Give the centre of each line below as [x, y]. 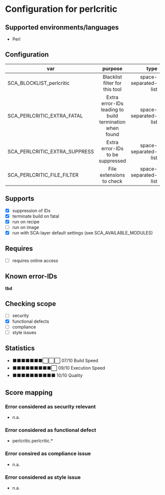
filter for [112, 83]
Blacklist [112, 76]
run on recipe [26, 222]
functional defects [30, 321]
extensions [112, 175]
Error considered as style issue [43, 477]
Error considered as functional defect [51, 430]
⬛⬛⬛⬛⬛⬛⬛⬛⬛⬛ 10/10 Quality [47, 375]
